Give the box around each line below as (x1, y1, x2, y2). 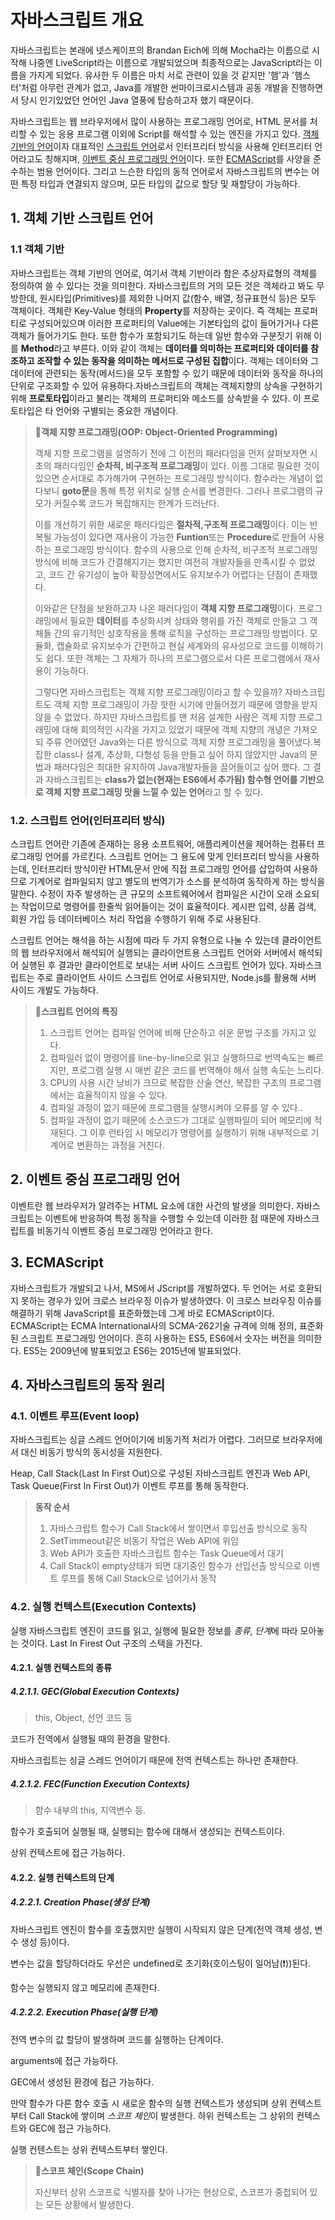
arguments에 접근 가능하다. (10, 2054, 119, 2066)
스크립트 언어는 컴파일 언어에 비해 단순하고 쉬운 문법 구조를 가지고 (49, 1026, 307, 1038)
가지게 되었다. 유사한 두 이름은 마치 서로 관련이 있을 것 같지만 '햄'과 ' (28, 69, 295, 81)
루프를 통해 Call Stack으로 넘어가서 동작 (60, 1572, 217, 1585)
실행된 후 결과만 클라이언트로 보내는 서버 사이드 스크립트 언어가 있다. (20, 959, 288, 971)
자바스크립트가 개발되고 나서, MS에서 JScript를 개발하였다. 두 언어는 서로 (10, 1282, 296, 1294)
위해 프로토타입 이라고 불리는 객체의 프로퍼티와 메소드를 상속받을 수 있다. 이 (10, 392, 302, 404)
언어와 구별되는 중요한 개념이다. (55, 404, 179, 416)
